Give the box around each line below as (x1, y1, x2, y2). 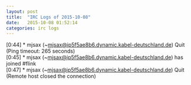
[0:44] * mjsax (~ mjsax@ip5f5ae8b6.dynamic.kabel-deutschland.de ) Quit (6, 41, 185, 48)
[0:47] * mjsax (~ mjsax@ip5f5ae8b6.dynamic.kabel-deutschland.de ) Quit (6, 66, 185, 74)
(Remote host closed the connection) (6, 73, 96, 80)
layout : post (6, 8, 38, 15)
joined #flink (6, 60, 37, 67)
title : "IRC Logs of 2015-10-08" (6, 14, 91, 20)
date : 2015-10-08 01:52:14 (6, 19, 78, 25)
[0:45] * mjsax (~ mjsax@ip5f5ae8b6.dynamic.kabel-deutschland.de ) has (6, 54, 184, 61)
